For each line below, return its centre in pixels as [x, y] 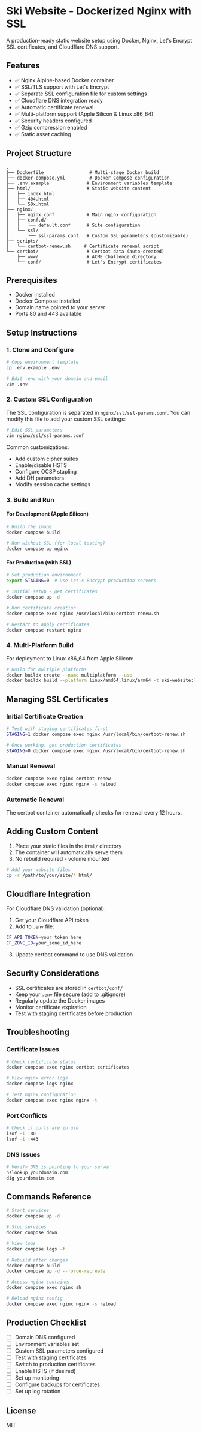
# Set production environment [44, 575]
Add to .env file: [35, 926]
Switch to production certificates [55, 1364]
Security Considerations [53, 973]
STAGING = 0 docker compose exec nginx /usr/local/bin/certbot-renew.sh [96, 751]
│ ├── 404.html [28, 199]
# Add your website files [38, 870]
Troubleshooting [38, 1032]
